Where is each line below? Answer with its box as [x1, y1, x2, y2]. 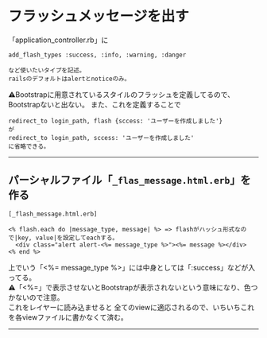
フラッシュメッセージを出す [8, 7, 189, 25]
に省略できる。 [8, 142, 50, 150]
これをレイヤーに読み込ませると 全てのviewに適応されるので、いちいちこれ [8, 302, 255, 312]
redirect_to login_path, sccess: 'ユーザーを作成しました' [8, 134, 195, 142]
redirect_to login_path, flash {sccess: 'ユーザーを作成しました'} [8, 117, 223, 125]
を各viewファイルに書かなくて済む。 [8, 312, 129, 322]
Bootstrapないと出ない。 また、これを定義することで [8, 99, 181, 109]
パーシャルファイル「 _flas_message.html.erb [8, 173, 230, 187]
